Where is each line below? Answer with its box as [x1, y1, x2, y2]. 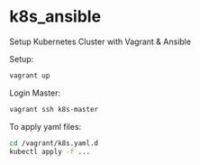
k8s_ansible [9, 6, 102, 27]
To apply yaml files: [9, 121, 82, 132]
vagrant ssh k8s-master [9, 105, 99, 114]
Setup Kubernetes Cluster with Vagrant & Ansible [9, 36, 192, 47]
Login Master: [9, 87, 61, 98]
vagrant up [9, 70, 50, 80]
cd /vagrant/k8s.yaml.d [9, 138, 99, 148]
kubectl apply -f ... [9, 147, 91, 156]
